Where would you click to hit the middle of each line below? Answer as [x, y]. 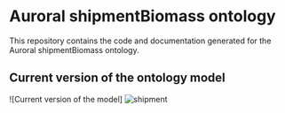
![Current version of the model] [66, 99]
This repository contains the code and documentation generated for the [140, 41]
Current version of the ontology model [118, 78]
